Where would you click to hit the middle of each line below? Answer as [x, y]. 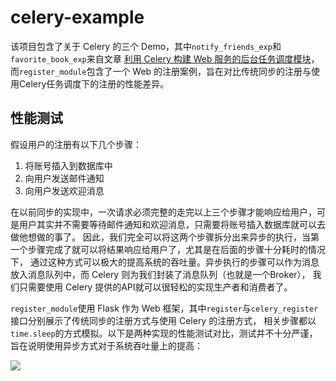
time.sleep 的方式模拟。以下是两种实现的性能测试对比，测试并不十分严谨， [164, 333]
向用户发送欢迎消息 [64, 190]
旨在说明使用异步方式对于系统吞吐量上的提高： [106, 345]
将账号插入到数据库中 [68, 165]
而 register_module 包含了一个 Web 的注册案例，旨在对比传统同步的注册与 [161, 71]
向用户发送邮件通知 [64, 178]
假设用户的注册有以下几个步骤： [76, 144]
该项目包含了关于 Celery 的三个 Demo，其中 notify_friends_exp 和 [146, 46]
